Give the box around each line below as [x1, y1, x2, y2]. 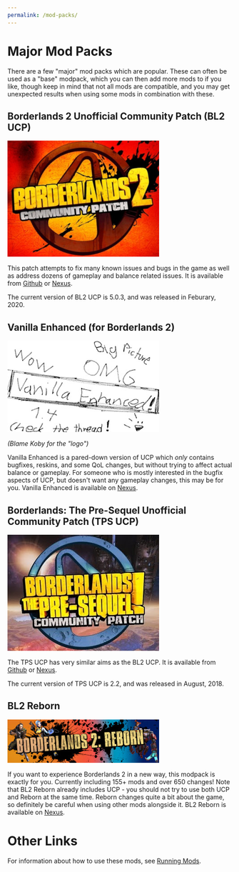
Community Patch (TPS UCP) [7, 515, 139, 528]
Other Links [7, 833, 78, 849]
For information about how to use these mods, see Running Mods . [7, 856, 202, 865]
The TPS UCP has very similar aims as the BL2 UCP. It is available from [7, 658, 216, 666]
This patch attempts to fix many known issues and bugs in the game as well [7, 264, 230, 273]
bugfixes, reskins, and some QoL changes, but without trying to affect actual [7, 461, 233, 469]
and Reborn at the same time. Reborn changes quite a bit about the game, [7, 793, 225, 801]
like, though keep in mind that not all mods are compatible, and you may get [7, 82, 230, 91]
